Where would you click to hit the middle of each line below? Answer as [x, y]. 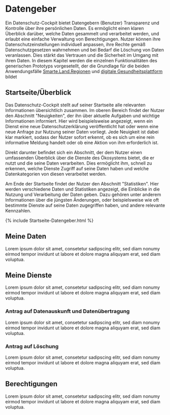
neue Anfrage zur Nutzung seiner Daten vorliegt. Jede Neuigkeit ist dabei [82, 132]
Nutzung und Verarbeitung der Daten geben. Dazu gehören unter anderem [83, 194]
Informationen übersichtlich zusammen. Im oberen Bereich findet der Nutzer [85, 110]
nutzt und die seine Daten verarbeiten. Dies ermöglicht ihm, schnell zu [79, 163]
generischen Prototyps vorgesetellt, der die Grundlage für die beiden [77, 66]
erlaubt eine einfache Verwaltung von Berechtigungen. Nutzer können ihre [83, 39]
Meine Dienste [29, 275]
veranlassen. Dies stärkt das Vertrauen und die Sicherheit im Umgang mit [82, 55]
